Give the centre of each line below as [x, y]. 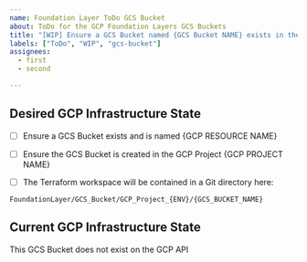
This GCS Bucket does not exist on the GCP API [99, 249]
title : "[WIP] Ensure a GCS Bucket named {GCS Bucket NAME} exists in [147, 35]
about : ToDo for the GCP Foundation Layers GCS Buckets [118, 26]
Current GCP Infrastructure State [105, 228]
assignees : [30, 52]
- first [32, 60]
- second [34, 69]
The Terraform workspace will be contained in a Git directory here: [148, 182]
